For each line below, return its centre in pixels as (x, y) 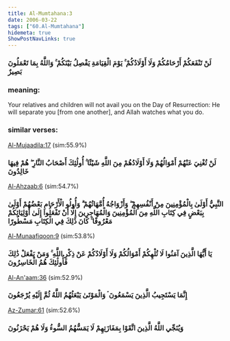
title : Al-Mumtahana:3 (40, 13)
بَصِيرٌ (15, 71)
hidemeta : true (29, 33)
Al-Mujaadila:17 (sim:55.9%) (48, 145)
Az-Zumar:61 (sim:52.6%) (44, 310)
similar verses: (33, 130)
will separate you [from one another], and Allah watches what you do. (106, 112)
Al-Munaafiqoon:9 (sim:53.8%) (51, 236)
